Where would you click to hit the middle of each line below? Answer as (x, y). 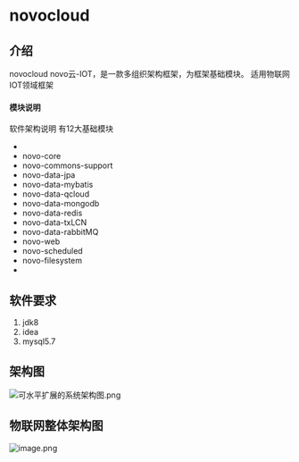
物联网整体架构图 (56, 426)
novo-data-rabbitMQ (60, 232)
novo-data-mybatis (58, 185)
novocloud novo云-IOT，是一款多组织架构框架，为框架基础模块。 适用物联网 (149, 74)
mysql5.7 (39, 341)
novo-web (41, 241)
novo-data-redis (52, 213)
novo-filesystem (52, 261)
